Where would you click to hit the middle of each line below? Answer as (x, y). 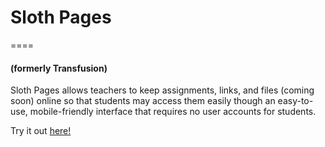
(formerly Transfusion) (59, 68)
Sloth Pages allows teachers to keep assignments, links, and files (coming (162, 90)
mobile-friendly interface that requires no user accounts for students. (173, 112)
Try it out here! (41, 131)
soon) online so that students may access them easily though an (143, 101)
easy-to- (295, 101)
